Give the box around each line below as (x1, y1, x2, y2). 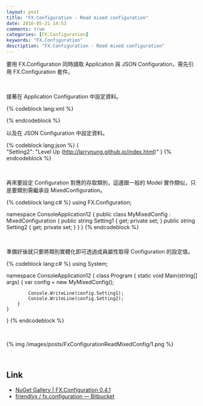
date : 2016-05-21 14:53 (6, 20, 67, 26)
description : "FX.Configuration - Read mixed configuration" (6, 43, 165, 49)
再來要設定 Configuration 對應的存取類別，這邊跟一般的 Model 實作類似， (6, 179, 191, 186)
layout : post (6, 9, 40, 15)
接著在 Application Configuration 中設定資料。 (6, 93, 122, 100)
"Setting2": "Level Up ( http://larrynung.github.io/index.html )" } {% (6, 148, 172, 155)
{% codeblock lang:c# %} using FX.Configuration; (6, 199, 132, 206)
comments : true (6, 26, 45, 32)
